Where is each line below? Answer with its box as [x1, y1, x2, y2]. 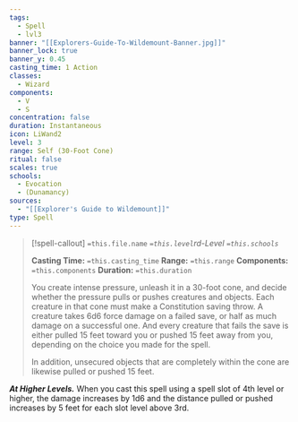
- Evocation [17, 180, 63, 189]
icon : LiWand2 [9, 130, 63, 139]
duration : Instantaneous [9, 122, 102, 131]
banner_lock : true [9, 47, 78, 56]
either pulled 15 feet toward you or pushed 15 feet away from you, [30, 329, 274, 340]
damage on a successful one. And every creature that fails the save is [30, 320, 289, 331]
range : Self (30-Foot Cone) [9, 146, 115, 155]
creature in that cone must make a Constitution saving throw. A [30, 301, 264, 312]
